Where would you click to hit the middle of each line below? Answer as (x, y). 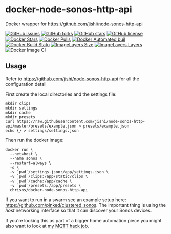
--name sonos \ (26, 158)
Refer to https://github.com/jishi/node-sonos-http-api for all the (72, 79)
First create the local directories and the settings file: (61, 94)
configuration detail (26, 84)
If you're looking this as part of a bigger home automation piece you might (83, 220)
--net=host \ (24, 154)
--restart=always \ (31, 163)
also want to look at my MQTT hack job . (47, 226)
